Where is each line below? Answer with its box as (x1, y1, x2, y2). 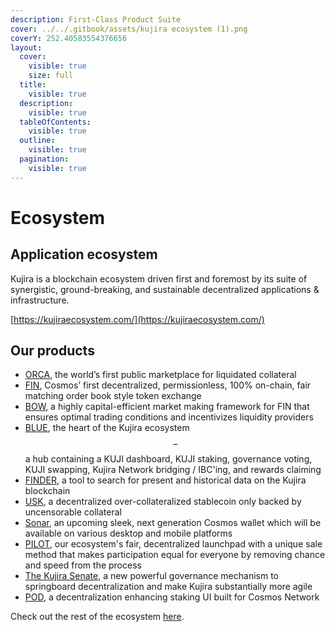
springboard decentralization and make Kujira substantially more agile (24, 581, 313, 593)
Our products (10, 342, 95, 360)
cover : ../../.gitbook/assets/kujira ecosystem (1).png (10, 24, 248, 34)
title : (19, 80, 47, 90)
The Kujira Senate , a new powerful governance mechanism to (24, 570, 279, 582)
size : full (28, 71, 74, 81)
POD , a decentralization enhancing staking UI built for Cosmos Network (24, 591, 320, 603)
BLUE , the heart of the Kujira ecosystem (24, 422, 190, 434)
